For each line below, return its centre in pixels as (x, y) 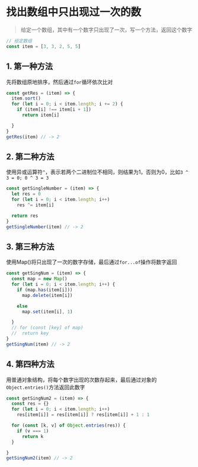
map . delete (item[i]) (47, 295)
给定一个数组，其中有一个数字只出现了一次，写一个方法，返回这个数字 (106, 30)
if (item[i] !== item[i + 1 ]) (54, 110)
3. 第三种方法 (30, 247)
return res (25, 216)
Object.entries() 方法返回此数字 (46, 387)
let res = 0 (26, 194)
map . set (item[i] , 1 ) (47, 312)
